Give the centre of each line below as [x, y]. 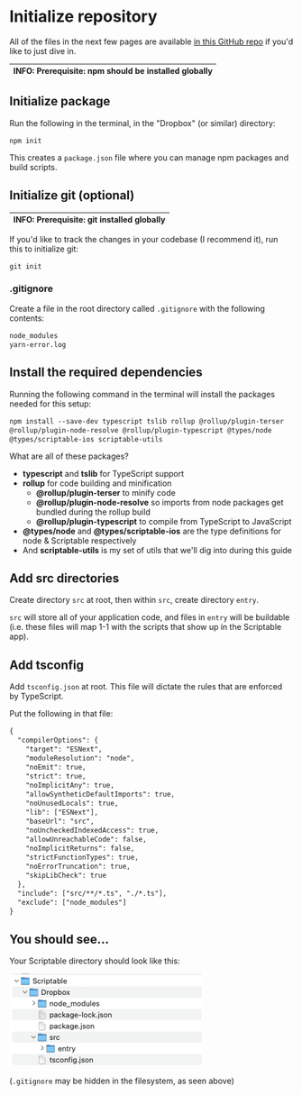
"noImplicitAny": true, [70, 786]
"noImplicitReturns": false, [80, 849]
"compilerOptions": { [58, 741]
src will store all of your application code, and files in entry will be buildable [150, 617]
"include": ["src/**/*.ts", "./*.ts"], [92, 894]
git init [26, 266]
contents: [27, 318]
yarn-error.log [38, 344]
